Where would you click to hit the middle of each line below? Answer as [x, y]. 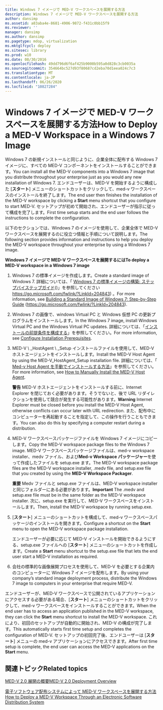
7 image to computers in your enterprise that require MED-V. [72, 583]
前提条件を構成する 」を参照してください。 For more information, [93, 333]
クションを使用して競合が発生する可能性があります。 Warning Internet [82, 400]
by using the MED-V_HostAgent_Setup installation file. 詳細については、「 [85, 361]
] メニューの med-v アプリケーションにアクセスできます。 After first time [86, 641]
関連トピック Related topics [46, 668]
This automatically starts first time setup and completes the [72, 629]
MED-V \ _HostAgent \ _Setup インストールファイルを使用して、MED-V [83, 348]
